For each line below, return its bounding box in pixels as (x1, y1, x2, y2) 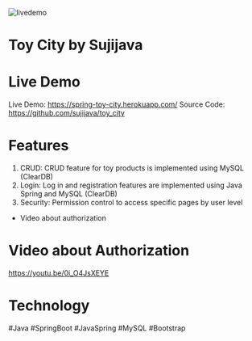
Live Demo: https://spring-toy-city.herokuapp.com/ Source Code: (8, 99, 225, 109)
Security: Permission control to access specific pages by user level (19, 198, 243, 208)
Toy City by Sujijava (8, 36, 143, 54)
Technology (8, 297, 90, 315)
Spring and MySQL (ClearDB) (19, 189, 118, 199)
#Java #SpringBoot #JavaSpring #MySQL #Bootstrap (8, 323, 186, 333)
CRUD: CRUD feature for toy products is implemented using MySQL (19, 163, 244, 173)
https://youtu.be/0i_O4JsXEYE (8, 268, 109, 278)
